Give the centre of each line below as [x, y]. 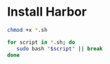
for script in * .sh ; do [41, 42]
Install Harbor [47, 12]
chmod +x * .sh [27, 30]
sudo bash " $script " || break [59, 48]
